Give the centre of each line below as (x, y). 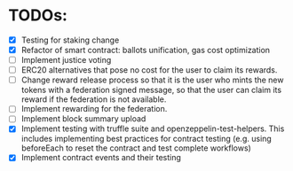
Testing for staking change (70, 40)
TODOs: (38, 16)
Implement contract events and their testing (101, 158)
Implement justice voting (66, 60)
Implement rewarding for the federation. (94, 109)
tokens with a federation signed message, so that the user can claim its (151, 90)
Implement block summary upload (83, 119)
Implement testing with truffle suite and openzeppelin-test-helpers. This (153, 128)
